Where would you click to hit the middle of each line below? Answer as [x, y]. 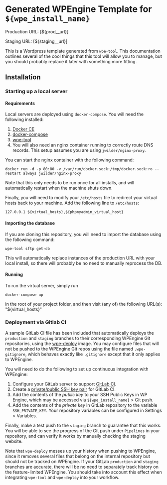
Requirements [20, 103]
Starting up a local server [36, 92]
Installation [23, 77]
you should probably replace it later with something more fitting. [71, 61]
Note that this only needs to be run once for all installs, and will [70, 183]
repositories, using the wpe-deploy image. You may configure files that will [82, 344]
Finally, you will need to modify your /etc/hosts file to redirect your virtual [81, 198]
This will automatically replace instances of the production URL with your [80, 258]
